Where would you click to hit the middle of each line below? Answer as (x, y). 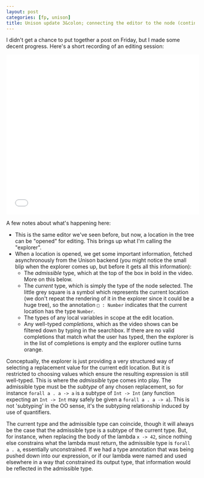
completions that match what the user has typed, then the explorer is (109, 337)
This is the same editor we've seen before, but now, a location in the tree (104, 235)
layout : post (22, 12)
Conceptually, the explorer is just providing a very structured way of (90, 362)
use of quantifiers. (29, 413)
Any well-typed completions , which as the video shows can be (101, 324)
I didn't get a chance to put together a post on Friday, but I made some (93, 40)
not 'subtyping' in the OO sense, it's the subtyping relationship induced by (98, 406)
